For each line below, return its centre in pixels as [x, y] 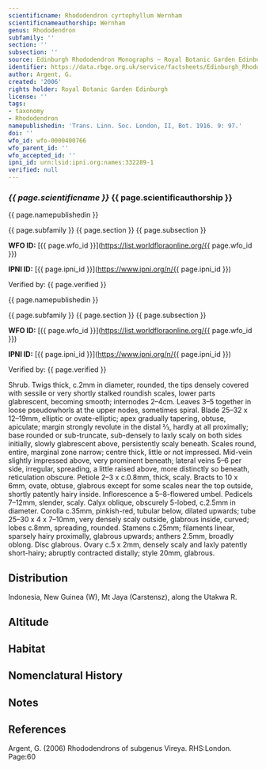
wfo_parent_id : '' [38, 148]
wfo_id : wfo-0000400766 [47, 140]
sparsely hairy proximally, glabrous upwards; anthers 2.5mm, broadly [121, 536]
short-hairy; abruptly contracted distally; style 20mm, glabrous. [112, 553]
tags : [17, 104]
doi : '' [21, 133]
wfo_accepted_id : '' [42, 155]
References [37, 730]
